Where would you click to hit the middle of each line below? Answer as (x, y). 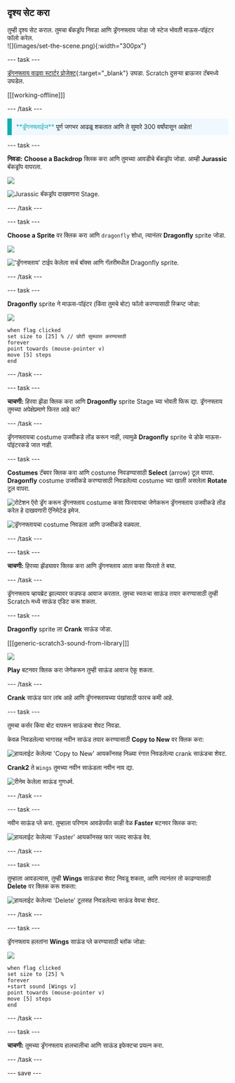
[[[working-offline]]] (36, 95)
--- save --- (25, 1072)
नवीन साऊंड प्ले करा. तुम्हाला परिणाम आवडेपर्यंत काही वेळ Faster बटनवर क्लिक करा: (102, 823)
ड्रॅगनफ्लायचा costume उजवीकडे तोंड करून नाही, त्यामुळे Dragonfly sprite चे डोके (106, 437)
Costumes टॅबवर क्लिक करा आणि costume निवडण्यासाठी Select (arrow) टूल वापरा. (111, 473)
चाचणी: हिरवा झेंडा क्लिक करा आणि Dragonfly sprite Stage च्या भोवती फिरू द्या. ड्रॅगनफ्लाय (115, 401)
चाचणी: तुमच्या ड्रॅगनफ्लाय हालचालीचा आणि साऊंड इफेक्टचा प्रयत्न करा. (86, 1045)
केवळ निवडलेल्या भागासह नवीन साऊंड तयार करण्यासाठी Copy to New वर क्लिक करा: (106, 739)
